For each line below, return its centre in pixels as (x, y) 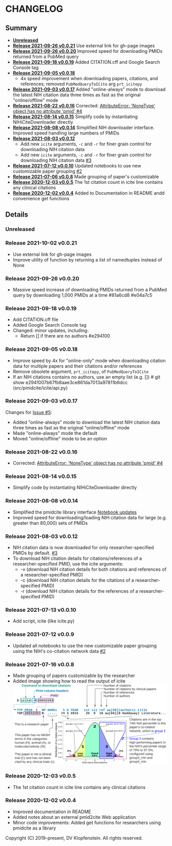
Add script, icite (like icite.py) (44, 621)
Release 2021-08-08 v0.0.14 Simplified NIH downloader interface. (84, 127)
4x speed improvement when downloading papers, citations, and (89, 78)
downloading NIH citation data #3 (56, 160)
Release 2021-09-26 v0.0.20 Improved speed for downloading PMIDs (88, 51)
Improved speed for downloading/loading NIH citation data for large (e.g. (90, 517)
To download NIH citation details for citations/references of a (77, 558)
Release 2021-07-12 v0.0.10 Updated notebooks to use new (77, 166)
